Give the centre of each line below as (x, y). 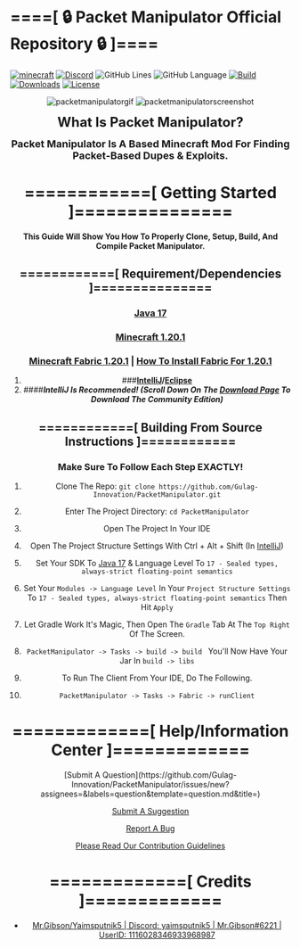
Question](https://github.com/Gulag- (170, 775)
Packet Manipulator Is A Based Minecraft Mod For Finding (150, 144)
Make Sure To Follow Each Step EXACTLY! (150, 466)
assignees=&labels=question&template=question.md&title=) (150, 794)
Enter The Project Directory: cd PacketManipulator (157, 511)
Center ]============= (150, 750)
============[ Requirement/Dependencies (150, 274)
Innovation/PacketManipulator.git (157, 495)
